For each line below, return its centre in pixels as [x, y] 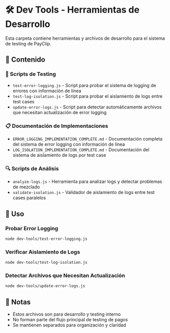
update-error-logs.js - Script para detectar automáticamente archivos [87, 107]
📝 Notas [18, 302]
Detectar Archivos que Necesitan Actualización [65, 275]
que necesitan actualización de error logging [60, 112]
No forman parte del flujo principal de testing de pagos [70, 319]
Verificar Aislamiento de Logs [43, 252]
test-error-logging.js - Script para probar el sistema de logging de [84, 85]
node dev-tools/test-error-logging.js [46, 239]
